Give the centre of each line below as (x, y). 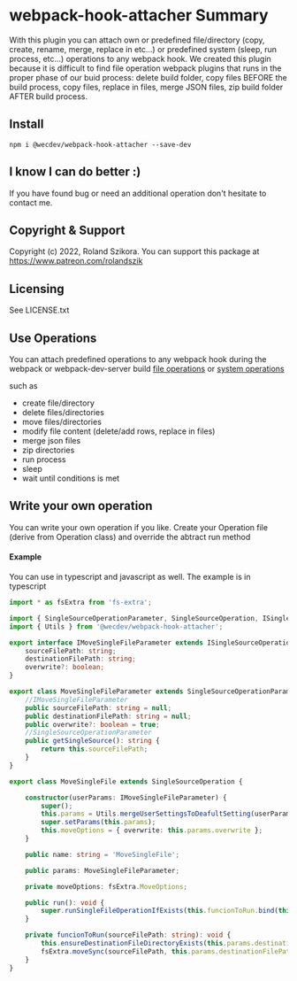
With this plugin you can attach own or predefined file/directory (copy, (137, 40)
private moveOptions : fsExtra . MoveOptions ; (107, 886)
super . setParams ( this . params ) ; (99, 823)
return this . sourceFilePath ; (95, 749)
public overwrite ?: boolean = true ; (93, 724)
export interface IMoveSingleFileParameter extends (106, 643)
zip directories (48, 450)
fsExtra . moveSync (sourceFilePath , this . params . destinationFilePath (168, 951)
